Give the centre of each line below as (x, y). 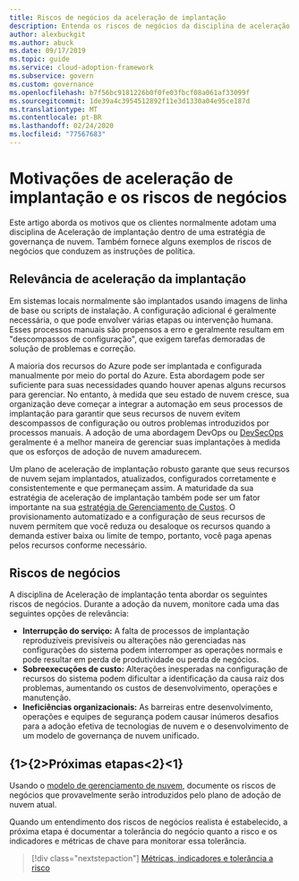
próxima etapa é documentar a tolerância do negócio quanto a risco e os (143, 832)
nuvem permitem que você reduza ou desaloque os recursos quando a (140, 526)
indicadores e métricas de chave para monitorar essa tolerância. (128, 841)
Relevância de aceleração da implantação (128, 279)
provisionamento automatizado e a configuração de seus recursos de (137, 516)
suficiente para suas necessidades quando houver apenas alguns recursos (148, 384)
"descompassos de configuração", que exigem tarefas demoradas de (137, 339)
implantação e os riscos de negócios (148, 198)
